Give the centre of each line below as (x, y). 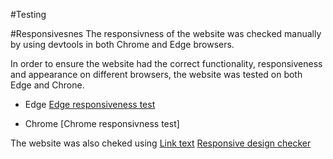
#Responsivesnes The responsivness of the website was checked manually (166, 33)
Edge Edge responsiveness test (90, 104)
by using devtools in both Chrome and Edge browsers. (122, 44)
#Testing (28, 14)
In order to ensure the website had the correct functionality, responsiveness (166, 63)
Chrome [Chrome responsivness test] (102, 123)
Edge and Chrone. (47, 85)
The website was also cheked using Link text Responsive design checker (161, 143)
